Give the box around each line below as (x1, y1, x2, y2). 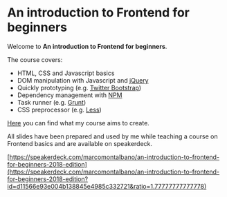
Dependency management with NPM (17, 91, 122, 99)
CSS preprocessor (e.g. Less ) (17, 105, 102, 114)
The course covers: (7, 55, 63, 63)
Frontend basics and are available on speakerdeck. (7, 139, 153, 147)
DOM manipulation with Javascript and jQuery (17, 76, 149, 84)
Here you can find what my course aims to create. (7, 118, 150, 127)
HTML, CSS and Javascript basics (17, 69, 115, 77)
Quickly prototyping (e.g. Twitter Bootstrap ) (17, 83, 142, 92)
